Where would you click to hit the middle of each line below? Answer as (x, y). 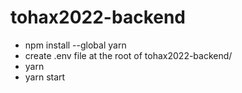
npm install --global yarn (75, 45)
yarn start (45, 77)
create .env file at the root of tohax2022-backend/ (128, 55)
